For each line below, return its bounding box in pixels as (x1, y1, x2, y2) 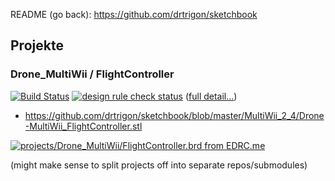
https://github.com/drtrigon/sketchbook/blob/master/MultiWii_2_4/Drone (24, 109, 325, 121)
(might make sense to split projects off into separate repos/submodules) (10, 159, 308, 171)
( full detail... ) (184, 90, 238, 102)
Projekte (10, 37, 64, 54)
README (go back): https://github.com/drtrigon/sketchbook (10, 9, 258, 20)
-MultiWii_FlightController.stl (24, 120, 143, 132)
